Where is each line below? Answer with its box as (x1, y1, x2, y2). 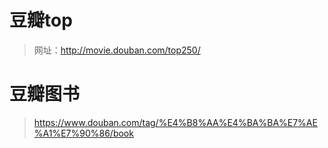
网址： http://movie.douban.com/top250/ (33, 44, 201, 56)
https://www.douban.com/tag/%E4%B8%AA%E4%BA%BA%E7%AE (33, 116, 318, 128)
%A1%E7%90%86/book (33, 127, 134, 139)
